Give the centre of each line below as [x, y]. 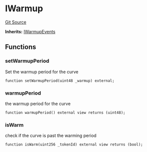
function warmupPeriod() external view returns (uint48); [65, 113]
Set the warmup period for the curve [42, 72]
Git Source [16, 22]
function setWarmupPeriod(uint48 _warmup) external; [60, 81]
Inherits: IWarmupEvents [30, 31]
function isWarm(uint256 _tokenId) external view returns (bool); [74, 145]
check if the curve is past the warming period [51, 136]
